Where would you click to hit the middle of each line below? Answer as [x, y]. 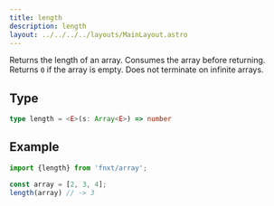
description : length [48, 26]
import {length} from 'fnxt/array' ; [78, 168]
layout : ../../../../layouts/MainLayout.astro [99, 34]
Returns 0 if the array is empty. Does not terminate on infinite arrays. [137, 70]
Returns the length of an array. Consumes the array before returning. [137, 61]
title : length [36, 18]
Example [34, 147]
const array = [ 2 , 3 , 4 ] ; [58, 184]
